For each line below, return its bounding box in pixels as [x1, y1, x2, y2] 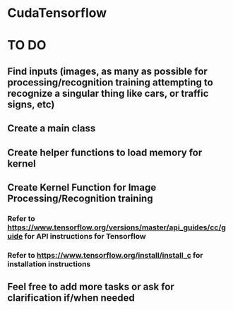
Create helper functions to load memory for [7, 146, 203, 158]
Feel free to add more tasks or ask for [7, 281, 174, 293]
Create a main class [7, 122, 96, 135]
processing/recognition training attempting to [7, 76, 213, 88]
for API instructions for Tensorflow [24, 231, 146, 241]
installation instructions [7, 259, 91, 269]
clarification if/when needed [7, 292, 136, 304]
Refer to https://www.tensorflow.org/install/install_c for [7, 250, 203, 260]
